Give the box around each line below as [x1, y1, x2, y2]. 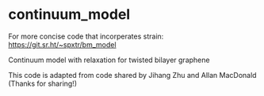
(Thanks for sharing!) [8, 79, 78, 88]
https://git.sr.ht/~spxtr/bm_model [8, 39, 117, 49]
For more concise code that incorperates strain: [8, 31, 164, 41]
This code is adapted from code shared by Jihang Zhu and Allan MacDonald [8, 70, 257, 79]
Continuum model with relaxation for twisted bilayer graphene [8, 55, 210, 65]
